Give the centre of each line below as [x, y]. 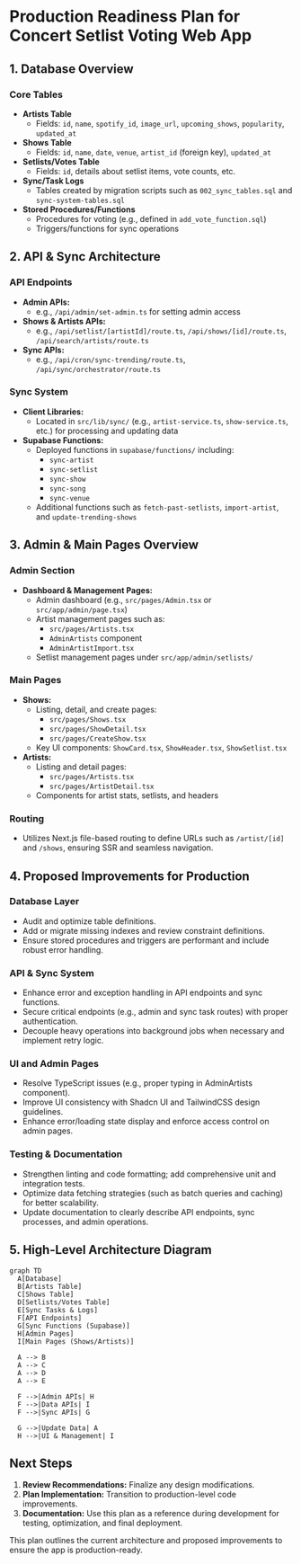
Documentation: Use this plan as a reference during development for [151, 1514]
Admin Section [42, 571]
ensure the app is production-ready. [76, 1550]
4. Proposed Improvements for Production [129, 876]
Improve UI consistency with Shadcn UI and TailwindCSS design [141, 1102]
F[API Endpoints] [50, 1318]
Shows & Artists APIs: [64, 321]
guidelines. [43, 1112]
